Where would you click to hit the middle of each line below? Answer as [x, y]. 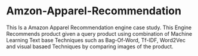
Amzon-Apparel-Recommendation [94, 11]
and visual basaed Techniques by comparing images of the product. [90, 46]
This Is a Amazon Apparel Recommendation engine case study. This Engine [99, 27]
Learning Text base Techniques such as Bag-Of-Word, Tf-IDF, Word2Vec [96, 40]
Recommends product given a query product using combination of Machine [99, 33]
